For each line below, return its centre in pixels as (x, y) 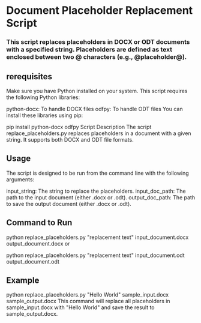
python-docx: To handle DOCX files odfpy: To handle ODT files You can (94, 109)
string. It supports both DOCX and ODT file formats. (70, 139)
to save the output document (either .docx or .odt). (69, 204)
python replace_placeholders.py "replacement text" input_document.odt (95, 255)
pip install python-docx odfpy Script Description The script (79, 127)
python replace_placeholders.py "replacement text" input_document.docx (97, 237)
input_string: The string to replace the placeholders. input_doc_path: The (96, 191)
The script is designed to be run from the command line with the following (97, 173)
